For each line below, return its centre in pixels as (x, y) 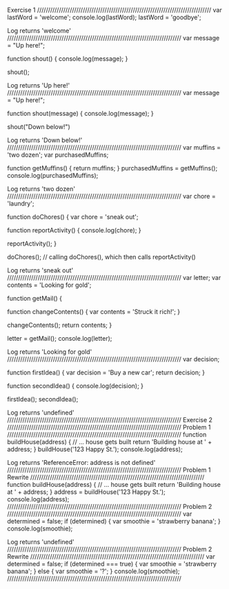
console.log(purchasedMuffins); (53, 176)
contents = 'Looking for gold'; (49, 285)
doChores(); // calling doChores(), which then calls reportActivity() (102, 257)
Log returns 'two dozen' (41, 189)
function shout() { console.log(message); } (68, 59)
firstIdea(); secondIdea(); (43, 399)
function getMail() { (35, 298)
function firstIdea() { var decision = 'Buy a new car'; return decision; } (106, 372)
